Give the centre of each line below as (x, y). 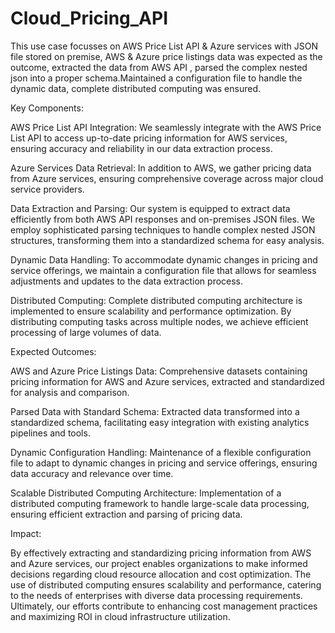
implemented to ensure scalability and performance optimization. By (151, 311)
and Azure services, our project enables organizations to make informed (159, 563)
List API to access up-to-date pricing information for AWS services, (149, 138)
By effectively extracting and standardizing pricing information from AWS (161, 553)
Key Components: (47, 108)
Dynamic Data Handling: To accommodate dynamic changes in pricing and (164, 259)
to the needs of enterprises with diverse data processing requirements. (156, 595)
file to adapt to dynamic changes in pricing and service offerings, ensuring (164, 463)
